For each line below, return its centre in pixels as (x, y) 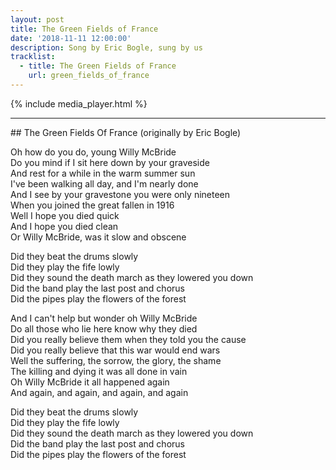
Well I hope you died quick (65, 215)
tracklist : (33, 57)
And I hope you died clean (64, 226)
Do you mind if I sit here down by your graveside (110, 162)
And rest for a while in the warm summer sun (103, 173)
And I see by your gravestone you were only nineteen (120, 194)
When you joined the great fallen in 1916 (92, 205)
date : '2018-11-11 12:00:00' (71, 38)
